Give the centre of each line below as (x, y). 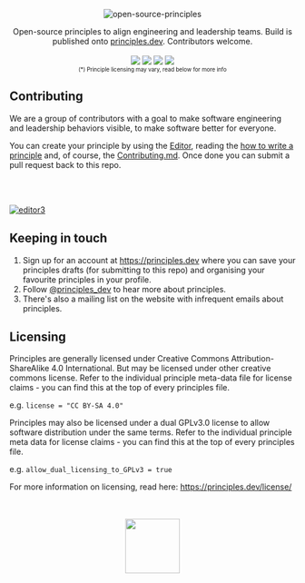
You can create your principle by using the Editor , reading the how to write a (152, 145)
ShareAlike (30, 369)
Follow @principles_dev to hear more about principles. (124, 289)
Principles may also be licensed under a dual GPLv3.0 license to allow (140, 423)
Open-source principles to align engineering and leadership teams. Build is (152, 31)
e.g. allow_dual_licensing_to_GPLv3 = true (91, 469)
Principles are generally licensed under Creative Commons (119, 359)
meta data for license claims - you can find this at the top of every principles (152, 442)
